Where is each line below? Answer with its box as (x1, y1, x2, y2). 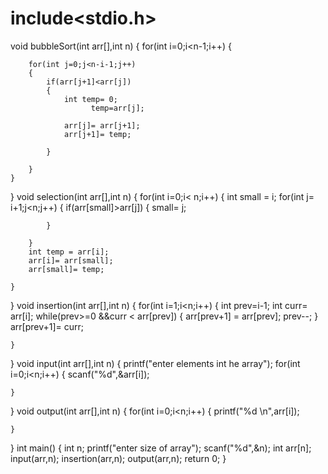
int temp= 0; (63, 94, 118, 104)
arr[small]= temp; (28, 264, 105, 274)
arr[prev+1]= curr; (10, 320, 85, 332)
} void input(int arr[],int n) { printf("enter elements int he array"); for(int (10, 357, 301, 369)
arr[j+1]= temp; (63, 129, 132, 139)
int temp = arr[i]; (28, 247, 110, 257)
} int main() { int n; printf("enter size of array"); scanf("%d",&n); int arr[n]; (10, 442, 312, 454)
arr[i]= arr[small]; (28, 255, 114, 266)
